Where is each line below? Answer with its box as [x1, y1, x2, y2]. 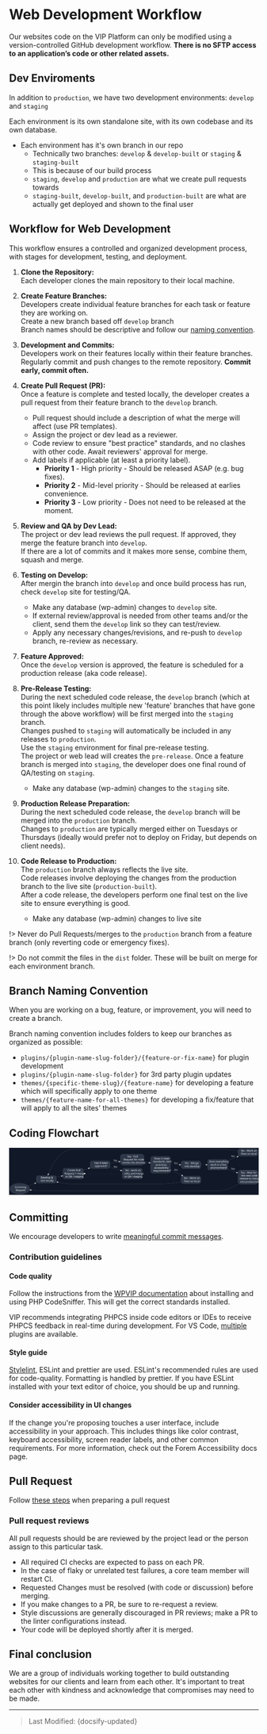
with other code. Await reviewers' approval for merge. [32, 447, 208, 456]
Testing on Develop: [20, 570, 89, 580]
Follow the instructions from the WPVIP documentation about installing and [9, 1289, 254, 1299]
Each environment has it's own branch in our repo [20, 140, 184, 150]
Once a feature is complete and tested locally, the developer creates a [20, 389, 250, 398]
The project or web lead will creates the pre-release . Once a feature [20, 751, 244, 761]
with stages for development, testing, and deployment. [9, 251, 188, 261]
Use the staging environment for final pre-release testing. [20, 742, 209, 752]
